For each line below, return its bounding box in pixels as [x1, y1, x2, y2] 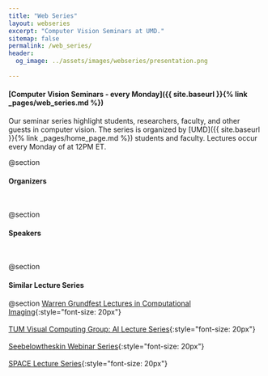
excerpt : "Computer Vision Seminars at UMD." [8, 27, 164, 35]
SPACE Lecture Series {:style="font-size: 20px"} [8, 358, 168, 368]
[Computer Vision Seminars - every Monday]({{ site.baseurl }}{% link [8, 90, 249, 99]
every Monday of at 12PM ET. [8, 142, 107, 151]
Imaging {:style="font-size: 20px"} [8, 306, 121, 316]
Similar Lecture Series [8, 280, 85, 289]
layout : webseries [8, 19, 70, 27]
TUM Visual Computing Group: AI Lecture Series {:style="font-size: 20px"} [8, 324, 256, 334]
